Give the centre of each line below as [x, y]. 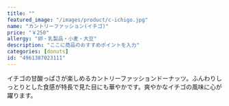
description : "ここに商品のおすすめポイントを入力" [73, 45]
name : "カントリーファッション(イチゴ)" [58, 26]
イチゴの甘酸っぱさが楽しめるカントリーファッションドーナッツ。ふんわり [112, 78]
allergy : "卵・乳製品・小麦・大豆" [52, 39]
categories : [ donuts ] [38, 52]
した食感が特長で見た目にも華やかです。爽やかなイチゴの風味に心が [126, 87]
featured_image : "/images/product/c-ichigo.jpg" [78, 20]
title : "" [21, 13]
